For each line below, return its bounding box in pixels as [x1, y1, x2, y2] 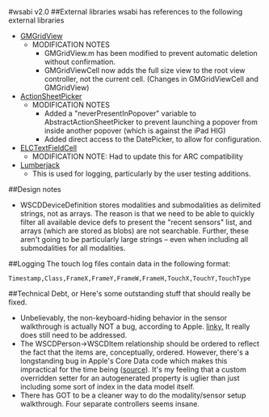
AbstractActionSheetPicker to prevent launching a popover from [44, 117, 258, 126]
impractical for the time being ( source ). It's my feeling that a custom [19, 364, 246, 374]
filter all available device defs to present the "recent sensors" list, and [19, 218, 252, 227]
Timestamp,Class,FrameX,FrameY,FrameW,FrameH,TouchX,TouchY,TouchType [8, 274, 251, 283]
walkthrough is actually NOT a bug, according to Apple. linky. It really [19, 321, 250, 331]
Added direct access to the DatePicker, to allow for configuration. [44, 134, 263, 144]
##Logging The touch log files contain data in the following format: [8, 259, 231, 268]
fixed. [8, 297, 27, 307]
